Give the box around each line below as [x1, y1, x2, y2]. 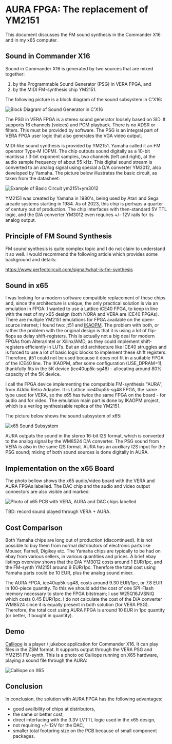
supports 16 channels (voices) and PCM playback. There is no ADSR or [5, 122, 156, 128]
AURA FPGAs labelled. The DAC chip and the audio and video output [5, 483, 150, 489]
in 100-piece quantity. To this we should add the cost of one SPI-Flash [5, 585, 154, 591]
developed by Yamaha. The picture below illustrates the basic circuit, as [5, 169, 158, 176]
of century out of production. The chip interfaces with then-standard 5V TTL [5, 206, 167, 212]
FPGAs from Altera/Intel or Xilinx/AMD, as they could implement [5, 338, 140, 345]
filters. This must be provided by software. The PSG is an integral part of [5, 127, 159, 133]
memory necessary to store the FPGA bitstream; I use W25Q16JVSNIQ [5, 590, 155, 597]
